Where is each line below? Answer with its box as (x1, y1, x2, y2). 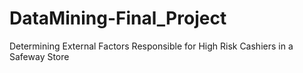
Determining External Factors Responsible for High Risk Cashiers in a (9, 40, 294, 52)
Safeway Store (9, 50, 70, 62)
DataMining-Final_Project (9, 7, 227, 30)
